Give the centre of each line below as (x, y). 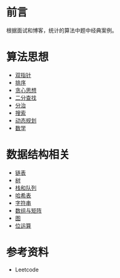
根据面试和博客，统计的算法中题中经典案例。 (62, 30)
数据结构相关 (38, 155)
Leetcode (27, 270)
